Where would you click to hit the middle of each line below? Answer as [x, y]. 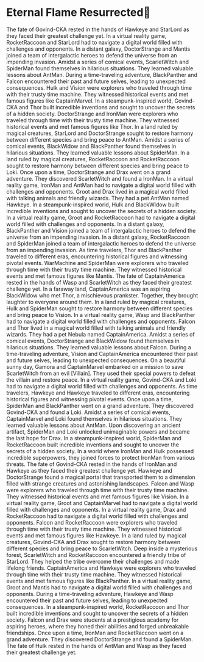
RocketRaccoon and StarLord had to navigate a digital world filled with [94, 42]
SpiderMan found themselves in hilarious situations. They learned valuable [100, 68]
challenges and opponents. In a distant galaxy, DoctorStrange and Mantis [98, 49]
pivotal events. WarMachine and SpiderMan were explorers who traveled [97, 263]
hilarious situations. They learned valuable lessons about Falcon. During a [99, 347]
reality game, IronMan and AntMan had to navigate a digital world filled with [101, 185]
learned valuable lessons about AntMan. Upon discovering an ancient [93, 425]
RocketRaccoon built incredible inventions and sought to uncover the [93, 445]
